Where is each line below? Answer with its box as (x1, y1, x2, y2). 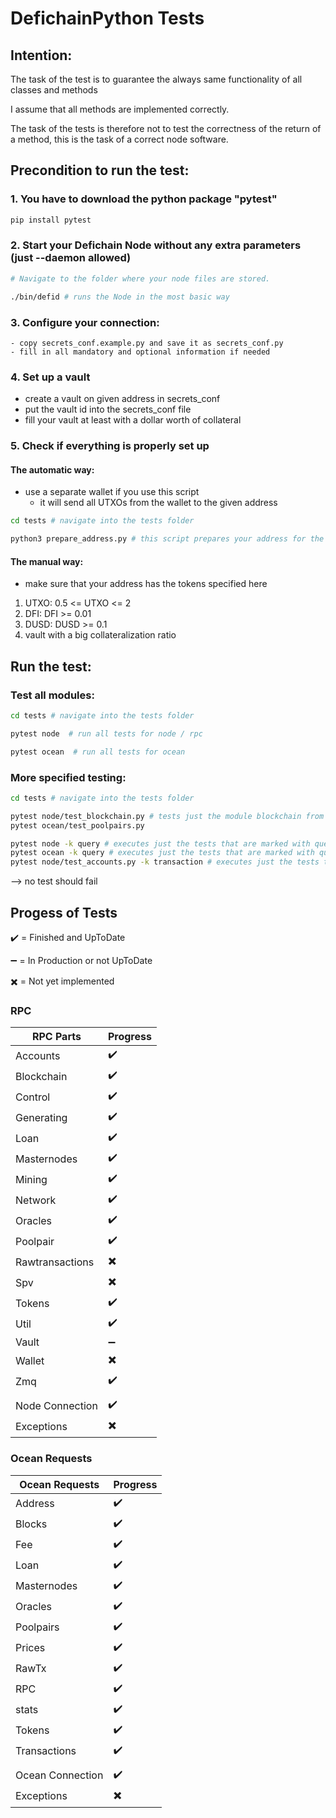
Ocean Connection (15, 1768, 104, 1782)
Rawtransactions (15, 1255, 95, 1269)
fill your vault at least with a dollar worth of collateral (24, 414, 242, 426)
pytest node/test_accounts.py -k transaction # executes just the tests (10, 857, 320, 867)
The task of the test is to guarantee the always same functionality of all (10, 73, 303, 85)
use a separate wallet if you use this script (24, 486, 200, 498)
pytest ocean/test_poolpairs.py (10, 820, 145, 831)
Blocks (15, 1517, 48, 1531)
